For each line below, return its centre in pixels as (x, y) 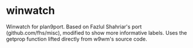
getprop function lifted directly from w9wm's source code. (77, 39)
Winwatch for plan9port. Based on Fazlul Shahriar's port (74, 27)
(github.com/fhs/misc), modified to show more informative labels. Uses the (97, 32)
